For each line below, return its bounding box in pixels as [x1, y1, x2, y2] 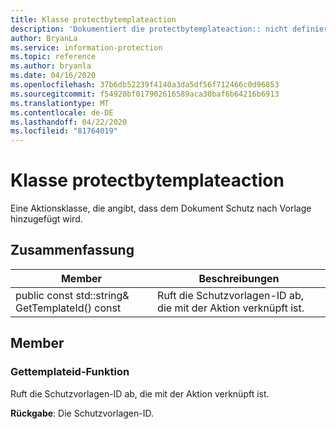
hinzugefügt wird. [10, 213, 83, 225]
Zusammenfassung [10, 242, 135, 259]
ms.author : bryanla [10, 61, 92, 71]
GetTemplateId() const [15, 301, 122, 315]
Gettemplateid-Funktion [10, 365, 130, 379]
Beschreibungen [198, 271, 280, 285]
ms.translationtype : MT [10, 98, 110, 108]
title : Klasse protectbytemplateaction [10, 14, 177, 25]
